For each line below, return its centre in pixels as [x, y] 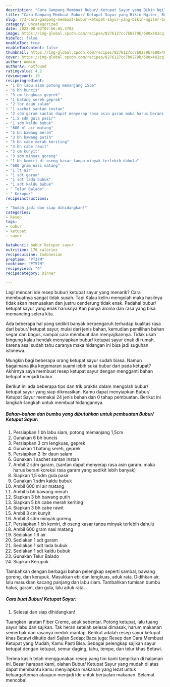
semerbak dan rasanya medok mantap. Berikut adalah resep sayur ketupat [83, 632]
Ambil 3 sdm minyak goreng [42, 518]
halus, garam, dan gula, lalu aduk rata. [45, 587]
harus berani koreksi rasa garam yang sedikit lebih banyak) [74, 470]
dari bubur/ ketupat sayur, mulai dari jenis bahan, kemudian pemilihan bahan [85, 329]
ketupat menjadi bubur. [30, 376]
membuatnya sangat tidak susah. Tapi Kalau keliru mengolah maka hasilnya [84, 298]
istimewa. [16, 350]
